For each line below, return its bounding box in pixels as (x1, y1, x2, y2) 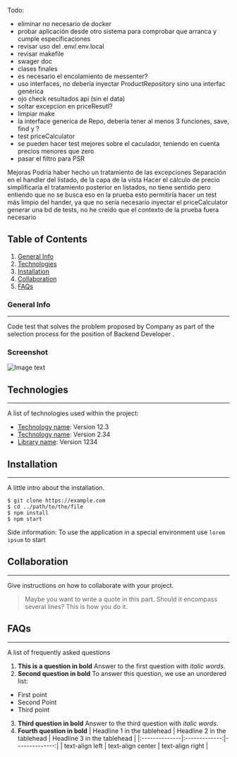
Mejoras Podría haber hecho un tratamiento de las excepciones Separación (7, 168, 226, 176)
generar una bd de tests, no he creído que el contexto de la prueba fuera (7, 206, 219, 214)
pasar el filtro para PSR (17, 154, 85, 163)
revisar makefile (17, 49, 65, 58)
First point (17, 690, 47, 698)
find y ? (17, 125, 40, 133)
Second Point (17, 698, 57, 706)
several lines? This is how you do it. (24, 602, 128, 610)
